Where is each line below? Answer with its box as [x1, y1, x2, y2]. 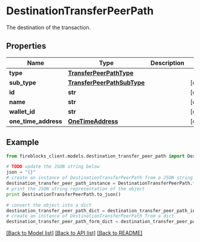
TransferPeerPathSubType [67, 78, 145, 87]
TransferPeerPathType [67, 68, 134, 77]
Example [6, 137, 39, 147]
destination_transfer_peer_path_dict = [6, 208, 105, 213]
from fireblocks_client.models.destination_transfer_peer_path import [6, 153, 185, 159]
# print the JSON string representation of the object [6, 186, 145, 191]
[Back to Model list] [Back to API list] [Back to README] [6, 230, 143, 237]
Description [151, 58, 185, 67]
